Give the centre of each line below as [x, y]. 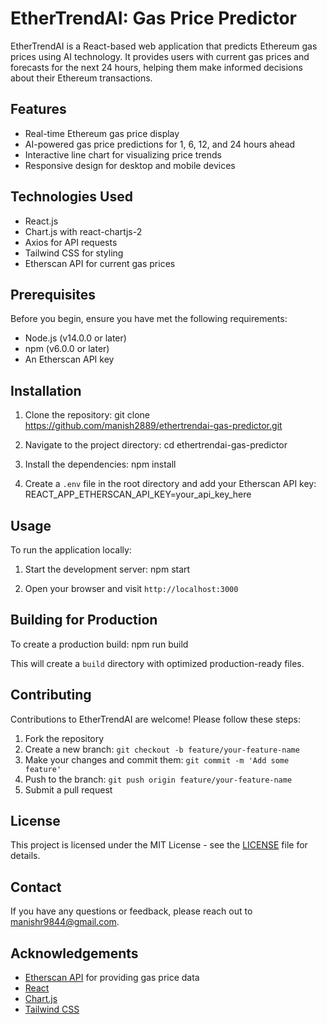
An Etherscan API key [69, 359]
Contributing [51, 695]
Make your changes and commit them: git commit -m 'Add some [157, 759]
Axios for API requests [71, 242]
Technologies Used [71, 197]
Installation [46, 390]
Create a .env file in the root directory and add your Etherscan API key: [170, 484]
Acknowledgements [74, 953]
